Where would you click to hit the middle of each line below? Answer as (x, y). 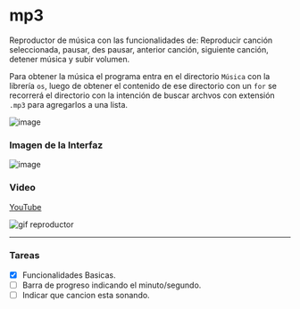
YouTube (25, 207)
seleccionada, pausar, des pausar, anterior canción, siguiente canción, (139, 49)
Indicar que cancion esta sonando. (86, 295)
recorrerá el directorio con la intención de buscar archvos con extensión (142, 95)
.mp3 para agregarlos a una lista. (68, 104)
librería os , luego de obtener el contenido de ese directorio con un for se (143, 85)
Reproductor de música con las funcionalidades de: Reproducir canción (141, 40)
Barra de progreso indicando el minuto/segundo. (112, 285)
